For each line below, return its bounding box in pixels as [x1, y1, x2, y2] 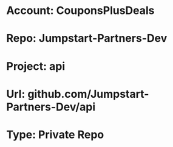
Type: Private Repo [6, 128, 104, 142]
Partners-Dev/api [6, 100, 96, 114]
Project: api [6, 59, 66, 73]
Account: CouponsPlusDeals [6, 4, 155, 18]
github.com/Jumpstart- [27, 87, 149, 101]
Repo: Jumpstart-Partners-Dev [6, 32, 168, 46]
